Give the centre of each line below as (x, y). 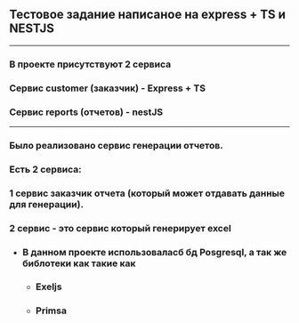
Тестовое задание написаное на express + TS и (148, 15)
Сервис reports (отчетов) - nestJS (86, 112)
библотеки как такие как (79, 263)
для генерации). (47, 204)
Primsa (51, 311)
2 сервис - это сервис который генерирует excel (120, 228)
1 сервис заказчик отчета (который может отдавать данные (147, 193)
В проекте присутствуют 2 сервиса (90, 64)
